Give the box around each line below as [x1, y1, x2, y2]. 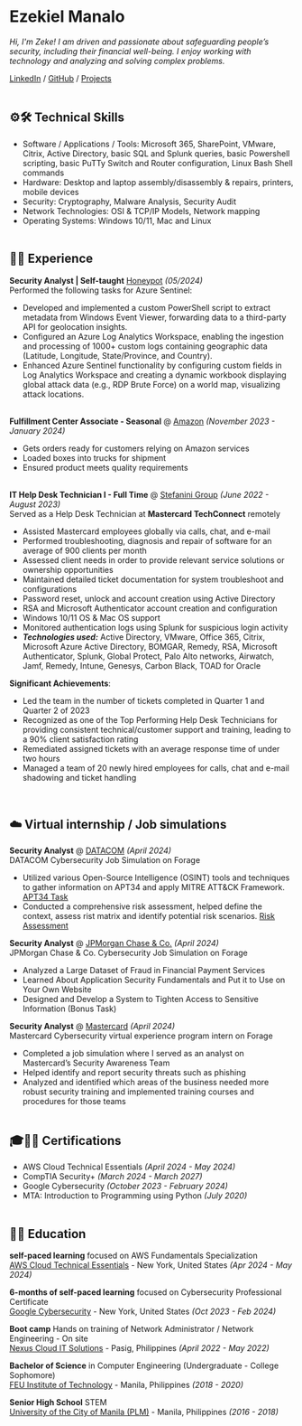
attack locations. [22, 389, 85, 399]
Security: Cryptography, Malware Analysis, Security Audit [22, 196, 237, 207]
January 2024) [9, 425, 66, 436]
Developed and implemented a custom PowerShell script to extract [22, 302, 271, 313]
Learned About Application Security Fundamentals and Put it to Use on [22, 974, 286, 986]
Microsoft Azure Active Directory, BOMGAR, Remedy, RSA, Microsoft [22, 641, 278, 652]
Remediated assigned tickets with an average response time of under [22, 743, 280, 754]
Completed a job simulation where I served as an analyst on [22, 1048, 245, 1059]
